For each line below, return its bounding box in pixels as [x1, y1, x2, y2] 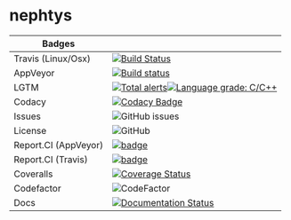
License [13, 124, 47, 137]
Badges [42, 37, 76, 50]
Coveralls [13, 168, 53, 180]
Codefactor [13, 182, 61, 194]
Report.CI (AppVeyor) [13, 138, 104, 151]
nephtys [9, 5, 73, 26]
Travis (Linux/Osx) [13, 52, 92, 65]
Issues [13, 110, 42, 122]
